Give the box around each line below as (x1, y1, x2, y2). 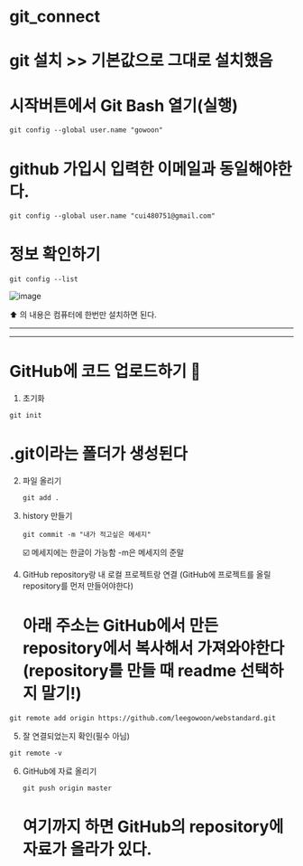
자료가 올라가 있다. (22, 839, 152, 860)
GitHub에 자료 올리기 (22, 766, 97, 777)
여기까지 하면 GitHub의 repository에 (22, 816, 284, 837)
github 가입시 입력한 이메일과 (9, 158, 216, 179)
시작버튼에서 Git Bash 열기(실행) (9, 95, 239, 116)
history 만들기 (22, 511, 73, 522)
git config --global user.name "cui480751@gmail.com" (9, 212, 216, 221)
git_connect (9, 6, 101, 27)
